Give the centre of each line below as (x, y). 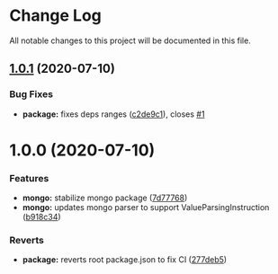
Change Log (55, 16)
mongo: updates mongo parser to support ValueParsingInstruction (146, 208)
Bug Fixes (31, 94)
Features (29, 178)
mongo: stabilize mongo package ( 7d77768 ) (105, 198)
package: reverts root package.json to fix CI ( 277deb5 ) (125, 260)
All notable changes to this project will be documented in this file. (130, 40)
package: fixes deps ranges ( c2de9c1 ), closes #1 (113, 114)
